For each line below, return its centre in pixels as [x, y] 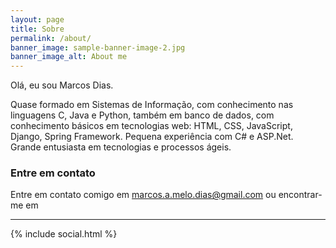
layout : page [37, 19]
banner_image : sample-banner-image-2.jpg [98, 47]
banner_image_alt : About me [69, 57]
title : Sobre [37, 29]
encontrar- [300, 195]
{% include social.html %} [64, 234]
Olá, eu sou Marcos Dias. [62, 85]
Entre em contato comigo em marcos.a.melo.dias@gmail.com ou [143, 195]
